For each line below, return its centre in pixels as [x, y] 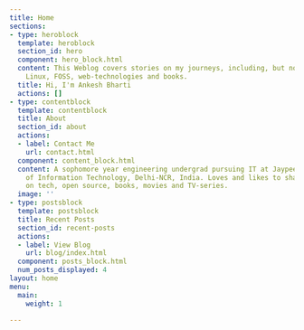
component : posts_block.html [72, 262]
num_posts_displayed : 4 [62, 270]
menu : [19, 287]
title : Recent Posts [56, 219]
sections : [28, 26]
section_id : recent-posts [66, 228]
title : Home [32, 18]
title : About [42, 118]
